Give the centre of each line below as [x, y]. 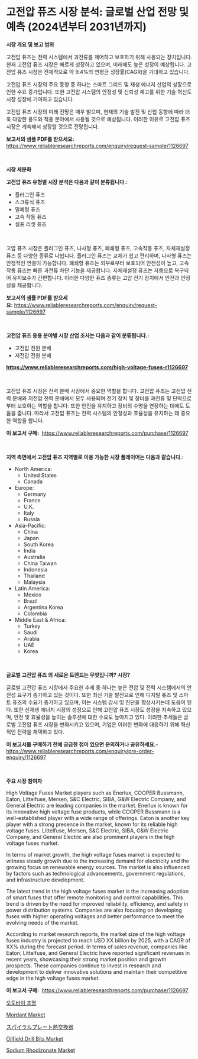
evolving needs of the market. [43, 922]
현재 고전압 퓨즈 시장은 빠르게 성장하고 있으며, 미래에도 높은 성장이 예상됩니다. [96, 64]
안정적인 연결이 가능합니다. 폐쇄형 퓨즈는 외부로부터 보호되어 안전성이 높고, [92, 263]
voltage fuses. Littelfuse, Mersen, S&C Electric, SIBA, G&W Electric [87, 830]
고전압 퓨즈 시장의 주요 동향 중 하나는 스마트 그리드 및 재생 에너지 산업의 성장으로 [99, 84]
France [32, 500]
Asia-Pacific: [30, 525]
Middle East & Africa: [40, 619]
